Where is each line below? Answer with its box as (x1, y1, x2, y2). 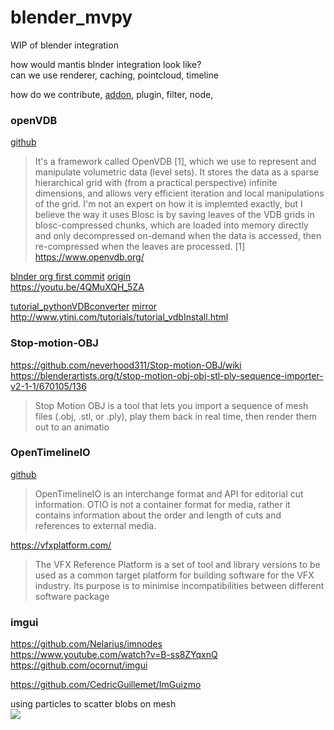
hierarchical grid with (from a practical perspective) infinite (34, 177, 278, 189)
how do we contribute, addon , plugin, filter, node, (10, 88, 214, 100)
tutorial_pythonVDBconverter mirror (10, 301, 158, 313)
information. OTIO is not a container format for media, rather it (34, 498, 291, 510)
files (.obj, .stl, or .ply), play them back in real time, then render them (34, 410, 317, 422)
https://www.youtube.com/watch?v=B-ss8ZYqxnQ (10, 649, 218, 661)
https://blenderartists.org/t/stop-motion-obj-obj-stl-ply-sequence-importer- (10, 369, 324, 381)
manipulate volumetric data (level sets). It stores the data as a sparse (34, 166, 320, 178)
